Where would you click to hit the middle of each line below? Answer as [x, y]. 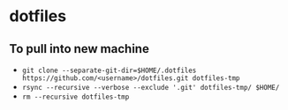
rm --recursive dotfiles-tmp [76, 97]
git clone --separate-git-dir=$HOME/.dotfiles [109, 70]
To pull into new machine [80, 49]
